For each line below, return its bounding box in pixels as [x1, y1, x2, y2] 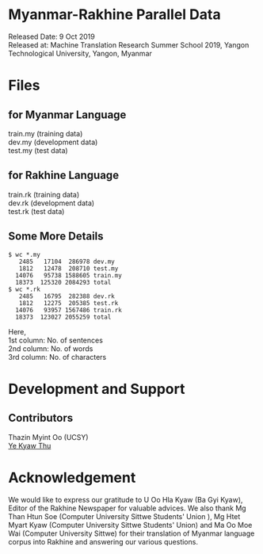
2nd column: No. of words [8, 343, 93, 353]
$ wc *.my [8, 250, 41, 258]
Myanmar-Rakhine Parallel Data [8, 6, 221, 24]
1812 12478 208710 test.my [18, 264, 119, 273]
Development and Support [8, 380, 185, 398]
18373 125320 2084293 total [15, 278, 112, 286]
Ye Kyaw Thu [8, 441, 51, 450]
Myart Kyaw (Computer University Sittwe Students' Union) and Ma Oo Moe [8, 520, 253, 529]
